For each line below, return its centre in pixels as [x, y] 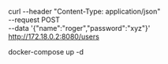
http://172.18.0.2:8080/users [54, 36]
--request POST [34, 20]
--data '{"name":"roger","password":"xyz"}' [79, 28]
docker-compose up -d [46, 52]
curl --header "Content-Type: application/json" [84, 11]
